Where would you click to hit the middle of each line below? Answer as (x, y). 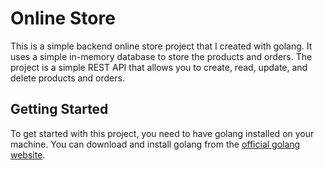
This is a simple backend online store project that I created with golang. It (161, 46)
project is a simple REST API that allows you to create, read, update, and (159, 67)
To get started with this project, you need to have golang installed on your (162, 133)
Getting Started (59, 109)
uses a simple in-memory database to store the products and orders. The (161, 56)
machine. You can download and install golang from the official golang (155, 144)
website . (28, 154)
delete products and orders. (67, 78)
